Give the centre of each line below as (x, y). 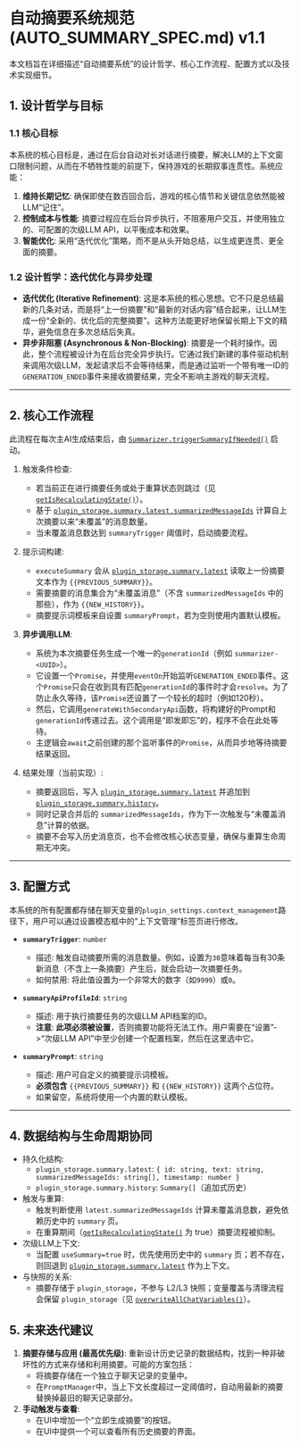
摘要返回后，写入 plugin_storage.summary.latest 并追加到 (143, 791)
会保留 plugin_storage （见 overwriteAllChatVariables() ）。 (145, 1299)
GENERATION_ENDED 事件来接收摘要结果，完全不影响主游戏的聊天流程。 (148, 376)
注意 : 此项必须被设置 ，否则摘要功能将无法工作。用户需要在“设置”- (156, 1027)
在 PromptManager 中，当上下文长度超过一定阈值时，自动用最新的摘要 (159, 1387)
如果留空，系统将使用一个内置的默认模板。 (114, 1097)
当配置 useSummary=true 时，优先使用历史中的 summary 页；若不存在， (162, 1255)
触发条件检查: (47, 469)
